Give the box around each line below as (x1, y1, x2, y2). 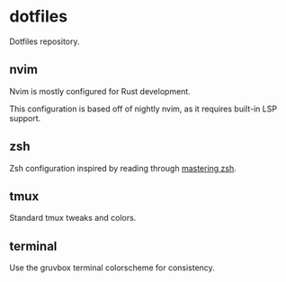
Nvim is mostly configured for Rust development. (9, 85, 191, 96)
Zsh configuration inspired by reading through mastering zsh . (9, 163, 237, 173)
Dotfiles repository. (9, 36, 80, 47)
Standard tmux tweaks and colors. (9, 213, 137, 224)
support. (9, 112, 41, 123)
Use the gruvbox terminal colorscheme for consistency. (9, 262, 216, 273)
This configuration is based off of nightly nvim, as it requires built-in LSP (9, 103, 277, 114)
